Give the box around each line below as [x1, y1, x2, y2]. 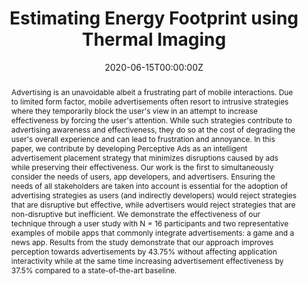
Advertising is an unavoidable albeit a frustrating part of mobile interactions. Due [10, 87, 294, 97]
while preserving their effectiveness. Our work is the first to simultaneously [10, 162, 274, 172]
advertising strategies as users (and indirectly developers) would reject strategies [10, 190, 298, 201]
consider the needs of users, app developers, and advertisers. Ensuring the [10, 171, 276, 182]
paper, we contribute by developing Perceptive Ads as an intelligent [10, 143, 248, 154]
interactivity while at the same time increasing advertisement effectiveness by [10, 255, 284, 266]
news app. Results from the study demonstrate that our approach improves [10, 237, 274, 247]
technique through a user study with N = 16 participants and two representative [10, 218, 289, 229]
